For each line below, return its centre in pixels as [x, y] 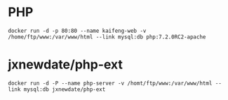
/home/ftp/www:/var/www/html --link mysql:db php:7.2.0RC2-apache [107, 37]
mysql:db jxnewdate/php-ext [65, 89]
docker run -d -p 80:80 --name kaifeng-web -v [77, 31]
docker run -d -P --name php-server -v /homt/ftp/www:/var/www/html [110, 83]
